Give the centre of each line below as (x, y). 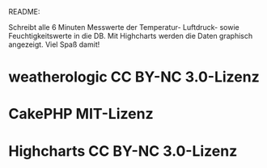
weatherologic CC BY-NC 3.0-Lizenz (134, 77)
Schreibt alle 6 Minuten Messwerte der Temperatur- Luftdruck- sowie (124, 27)
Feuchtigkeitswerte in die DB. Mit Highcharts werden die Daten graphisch (131, 36)
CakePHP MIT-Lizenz (81, 114)
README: (24, 12)
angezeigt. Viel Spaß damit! (54, 44)
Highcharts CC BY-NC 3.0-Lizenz (123, 151)
